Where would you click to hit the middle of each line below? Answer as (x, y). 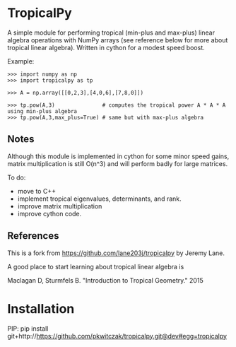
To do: (17, 177)
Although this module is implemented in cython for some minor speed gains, (118, 156)
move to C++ (37, 191)
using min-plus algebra (42, 111)
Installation (41, 308)
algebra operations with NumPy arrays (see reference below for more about (118, 40)
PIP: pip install (28, 328)
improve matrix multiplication (60, 206)
